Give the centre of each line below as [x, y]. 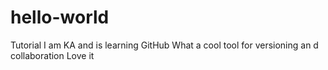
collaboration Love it [52, 55]
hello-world [60, 17]
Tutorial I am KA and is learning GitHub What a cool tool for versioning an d [164, 45]
